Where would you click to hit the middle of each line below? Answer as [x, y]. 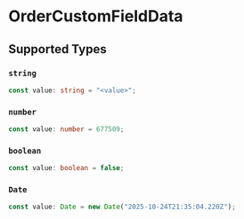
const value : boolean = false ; [66, 168]
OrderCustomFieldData [96, 16]
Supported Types [58, 49]
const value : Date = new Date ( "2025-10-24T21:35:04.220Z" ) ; [122, 207]
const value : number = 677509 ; [66, 129]
